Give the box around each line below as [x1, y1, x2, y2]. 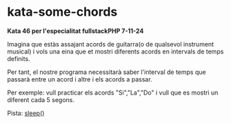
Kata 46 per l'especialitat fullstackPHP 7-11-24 [7, 27, 144, 35]
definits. [7, 54, 30, 62]
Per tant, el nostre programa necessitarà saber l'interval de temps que [7, 68, 206, 76]
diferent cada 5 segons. [7, 95, 74, 103]
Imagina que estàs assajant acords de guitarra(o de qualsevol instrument [7, 40, 214, 48]
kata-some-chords [7, 4, 118, 20]
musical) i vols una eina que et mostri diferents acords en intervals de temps [7, 47, 224, 55]
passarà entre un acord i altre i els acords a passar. [7, 75, 153, 83]
